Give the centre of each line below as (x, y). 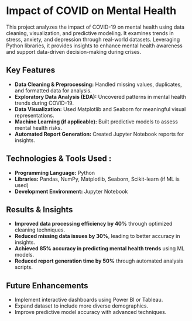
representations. (34, 115)
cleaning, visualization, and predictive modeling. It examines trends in (90, 33)
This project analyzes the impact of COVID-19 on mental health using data (95, 27)
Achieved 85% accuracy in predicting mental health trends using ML (100, 248)
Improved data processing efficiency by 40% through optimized (93, 224)
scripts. (24, 267)
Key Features (31, 70)
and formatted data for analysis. (53, 90)
